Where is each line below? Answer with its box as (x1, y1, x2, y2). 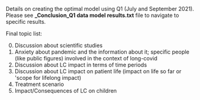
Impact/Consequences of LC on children (14, 87, 117, 94)
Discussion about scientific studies (14, 42, 103, 49)
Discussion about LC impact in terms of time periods (14, 61, 147, 68)
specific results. (6, 18, 46, 25)
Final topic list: (6, 30, 42, 37)
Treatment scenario (14, 80, 64, 88)
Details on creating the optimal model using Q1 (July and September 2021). (6, 5, 194, 12)
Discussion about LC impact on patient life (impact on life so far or (14, 68, 182, 75)
